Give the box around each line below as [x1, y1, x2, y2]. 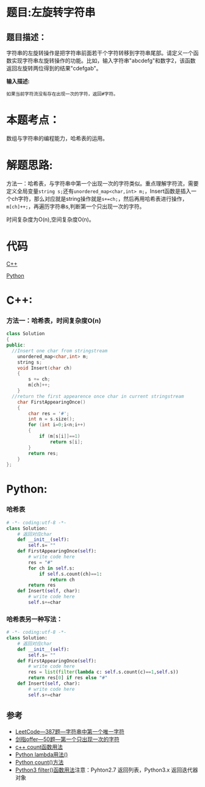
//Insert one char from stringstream [12, 347, 108, 354]
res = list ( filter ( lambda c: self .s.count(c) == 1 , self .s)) [28, 669, 179, 676]
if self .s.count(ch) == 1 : [38, 571, 103, 577]
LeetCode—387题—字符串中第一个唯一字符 [15, 728, 125, 735]
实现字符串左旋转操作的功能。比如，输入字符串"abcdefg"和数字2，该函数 [11, 57, 196, 64]
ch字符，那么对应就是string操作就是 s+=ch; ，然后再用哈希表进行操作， [11, 195, 188, 202]
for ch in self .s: [28, 565, 75, 571]
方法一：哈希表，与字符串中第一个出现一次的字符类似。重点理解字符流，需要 [6, 179, 199, 187]
